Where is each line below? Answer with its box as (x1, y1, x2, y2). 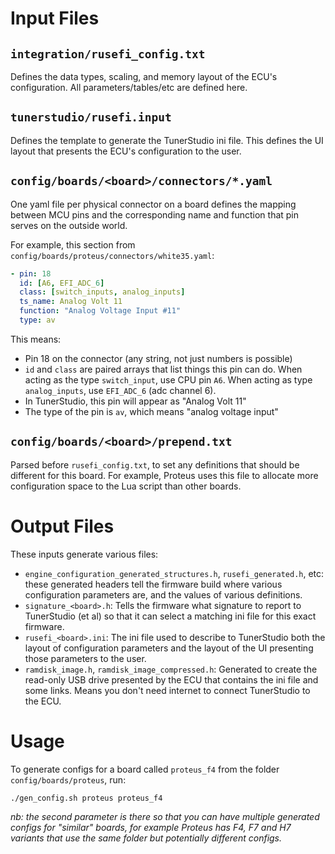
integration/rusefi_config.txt (10, 47, 206, 61)
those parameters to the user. (24, 652, 147, 664)
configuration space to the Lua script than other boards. (10, 480, 242, 492)
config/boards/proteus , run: (10, 773, 127, 786)
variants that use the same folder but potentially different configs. (10, 832, 283, 844)
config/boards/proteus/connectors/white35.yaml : (10, 249, 215, 261)
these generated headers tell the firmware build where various (24, 578, 283, 590)
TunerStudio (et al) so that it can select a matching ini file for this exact (24, 610, 317, 622)
